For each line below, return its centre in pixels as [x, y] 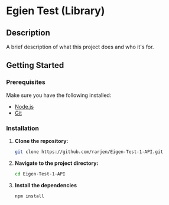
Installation [23, 128]
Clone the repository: [41, 141]
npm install [29, 196]
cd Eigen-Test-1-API [40, 174]
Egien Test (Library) [56, 11]
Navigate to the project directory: [56, 163]
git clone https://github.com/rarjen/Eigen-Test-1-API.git [89, 152]
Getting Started [35, 65]
